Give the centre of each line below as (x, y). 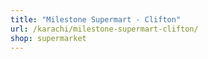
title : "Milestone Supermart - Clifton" (96, 19)
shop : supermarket (48, 38)
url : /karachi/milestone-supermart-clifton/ (104, 29)
